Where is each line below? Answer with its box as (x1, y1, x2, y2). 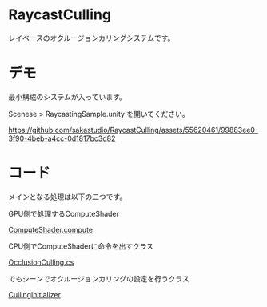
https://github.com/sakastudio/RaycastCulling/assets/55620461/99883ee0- (8, 125, 258, 134)
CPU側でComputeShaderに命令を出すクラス (8, 241, 154, 251)
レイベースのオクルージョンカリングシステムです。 (8, 33, 175, 42)
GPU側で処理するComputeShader (8, 209, 120, 218)
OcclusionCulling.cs (8, 257, 74, 267)
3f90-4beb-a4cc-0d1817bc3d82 (8, 134, 116, 143)
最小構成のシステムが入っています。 (8, 92, 126, 102)
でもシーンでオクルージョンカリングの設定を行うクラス (8, 273, 190, 283)
